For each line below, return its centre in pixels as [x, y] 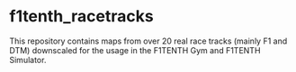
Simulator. [28, 60]
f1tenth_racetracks [82, 16]
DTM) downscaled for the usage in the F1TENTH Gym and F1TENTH [135, 50]
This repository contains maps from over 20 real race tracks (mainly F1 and [148, 41]
